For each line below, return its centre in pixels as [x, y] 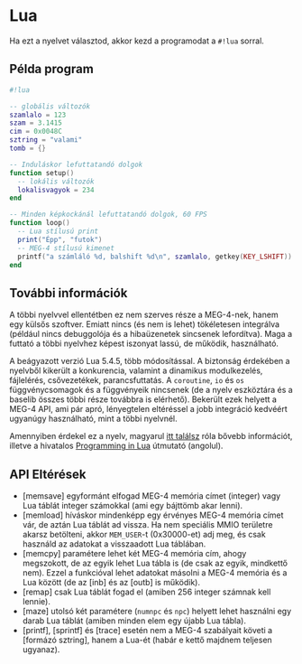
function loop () [40, 223]
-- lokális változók [56, 182]
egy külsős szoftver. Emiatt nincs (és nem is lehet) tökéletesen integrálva [145, 324]
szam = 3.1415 [36, 123]
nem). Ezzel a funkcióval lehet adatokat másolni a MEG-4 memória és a [155, 573]
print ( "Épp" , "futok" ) [60, 239]
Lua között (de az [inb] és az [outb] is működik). [111, 582]
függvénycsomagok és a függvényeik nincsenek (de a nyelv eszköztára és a [151, 390]
